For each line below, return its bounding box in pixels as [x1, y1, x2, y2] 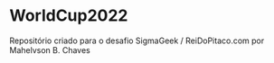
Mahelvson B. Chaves [9, 44, 90, 55]
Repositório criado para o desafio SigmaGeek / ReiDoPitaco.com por [9, 35, 265, 46]
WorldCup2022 [9, 5, 128, 26]
